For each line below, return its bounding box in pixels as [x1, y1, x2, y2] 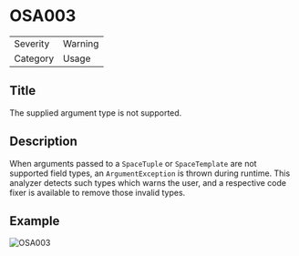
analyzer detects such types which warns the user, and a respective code [9, 177, 287, 188]
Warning [62, 37, 99, 50]
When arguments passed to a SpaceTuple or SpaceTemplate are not [9, 158, 257, 169]
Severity [14, 37, 50, 50]
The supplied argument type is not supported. [9, 107, 182, 118]
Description [9, 134, 77, 149]
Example [9, 213, 60, 229]
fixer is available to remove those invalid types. [9, 187, 186, 198]
